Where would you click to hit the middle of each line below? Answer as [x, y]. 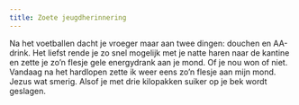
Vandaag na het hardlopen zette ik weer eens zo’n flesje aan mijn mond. [143, 72]
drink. [20, 52]
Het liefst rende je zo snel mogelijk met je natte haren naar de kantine [161, 52]
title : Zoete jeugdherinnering [68, 17]
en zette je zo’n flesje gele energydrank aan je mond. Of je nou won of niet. [149, 62]
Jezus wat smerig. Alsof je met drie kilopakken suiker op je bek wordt [138, 81]
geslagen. [28, 91]
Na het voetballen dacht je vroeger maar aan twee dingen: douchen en [140, 43]
